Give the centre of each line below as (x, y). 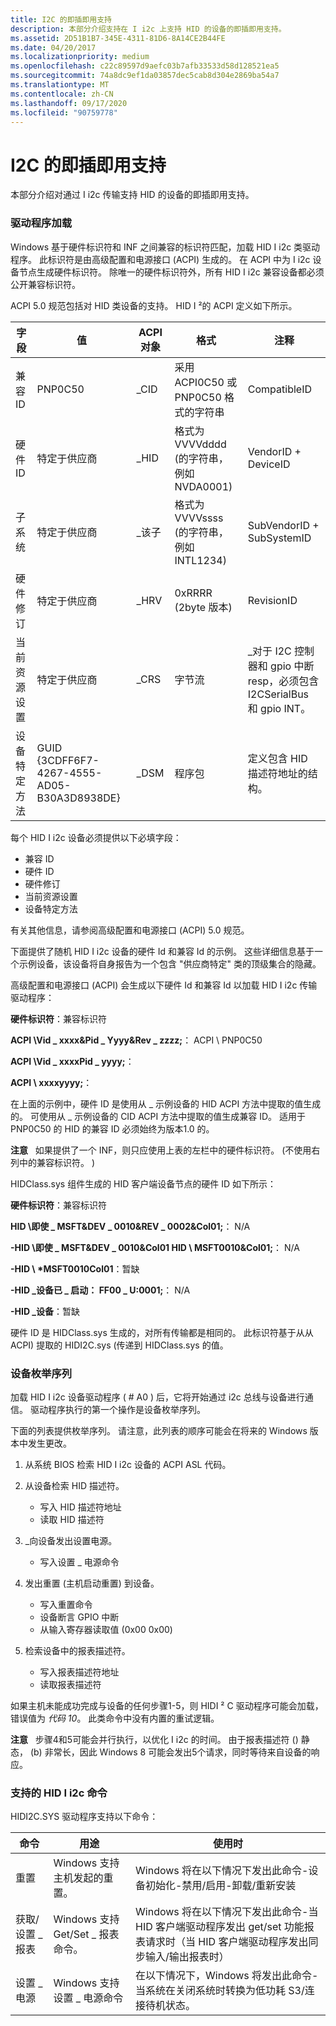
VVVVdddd (200, 444)
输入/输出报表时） (187, 1957)
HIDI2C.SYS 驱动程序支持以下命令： (84, 1817)
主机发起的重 (83, 1878)
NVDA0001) (203, 486)
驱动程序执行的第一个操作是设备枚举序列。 (117, 1409)
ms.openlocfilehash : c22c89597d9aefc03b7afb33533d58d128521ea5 (145, 66)
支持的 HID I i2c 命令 (59, 1793)
